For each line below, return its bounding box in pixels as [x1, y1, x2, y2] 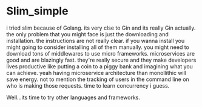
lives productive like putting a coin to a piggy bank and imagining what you [6, 62, 193, 70]
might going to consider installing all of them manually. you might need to [6, 44, 190, 51]
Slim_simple [6, 4, 69, 18]
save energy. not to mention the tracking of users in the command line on [6, 76, 189, 83]
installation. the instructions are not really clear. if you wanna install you [6, 37, 185, 44]
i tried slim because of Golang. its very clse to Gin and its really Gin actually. [6, 24, 196, 31]
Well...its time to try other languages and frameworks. [6, 94, 141, 101]
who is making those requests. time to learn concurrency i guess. [6, 82, 170, 89]
